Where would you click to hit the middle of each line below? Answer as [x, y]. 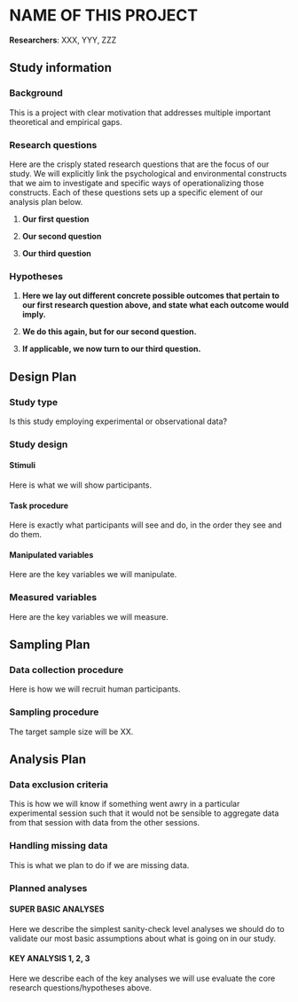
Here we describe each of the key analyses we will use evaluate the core [142, 979]
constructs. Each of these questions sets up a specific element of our [136, 192]
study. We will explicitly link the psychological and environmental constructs [148, 173]
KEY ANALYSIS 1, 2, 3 [50, 959]
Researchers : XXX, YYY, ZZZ [63, 40]
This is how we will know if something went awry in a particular [125, 804]
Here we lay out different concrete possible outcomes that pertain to [151, 296]
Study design [39, 444]
